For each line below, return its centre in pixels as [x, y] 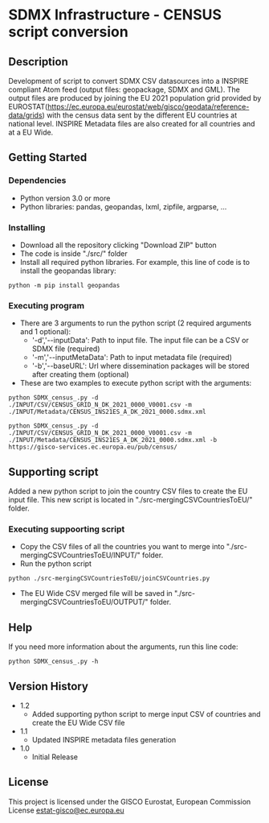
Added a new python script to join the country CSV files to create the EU [128, 491]
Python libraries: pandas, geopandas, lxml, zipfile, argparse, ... [123, 206]
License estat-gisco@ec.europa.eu [66, 810]
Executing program [47, 305]
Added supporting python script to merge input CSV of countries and [146, 714]
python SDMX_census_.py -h [53, 662]
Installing [27, 227]
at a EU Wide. [31, 132]
